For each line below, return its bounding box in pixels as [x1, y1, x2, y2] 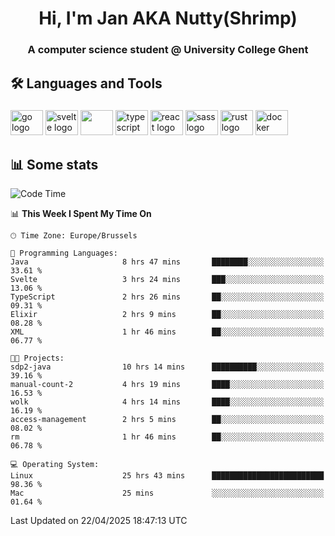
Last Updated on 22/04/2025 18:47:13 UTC [10, 515, 188, 527]
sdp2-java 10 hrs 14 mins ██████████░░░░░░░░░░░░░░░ [10, 362, 325, 372]
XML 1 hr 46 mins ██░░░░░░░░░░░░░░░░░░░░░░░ [10, 327, 325, 337]
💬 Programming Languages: [10, 248, 118, 259]
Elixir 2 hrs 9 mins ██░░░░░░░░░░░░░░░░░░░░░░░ [10, 310, 325, 320]
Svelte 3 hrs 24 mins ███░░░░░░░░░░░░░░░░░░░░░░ [10, 275, 325, 285]
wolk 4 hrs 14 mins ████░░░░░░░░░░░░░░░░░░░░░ [10, 397, 325, 407]
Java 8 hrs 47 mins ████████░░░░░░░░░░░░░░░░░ [10, 257, 325, 267]
